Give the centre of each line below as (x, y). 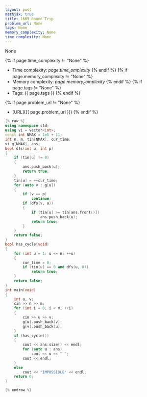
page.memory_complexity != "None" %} (52, 76)
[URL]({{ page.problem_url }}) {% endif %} (55, 112)
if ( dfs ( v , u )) (38, 203)
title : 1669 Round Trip (29, 19)
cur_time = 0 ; (37, 263)
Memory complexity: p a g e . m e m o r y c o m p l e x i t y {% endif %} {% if (77, 82)
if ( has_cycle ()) (32, 336)
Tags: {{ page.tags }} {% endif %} (46, 93)
